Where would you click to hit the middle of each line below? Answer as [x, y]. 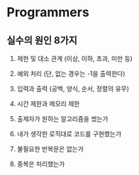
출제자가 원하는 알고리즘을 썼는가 [62, 119]
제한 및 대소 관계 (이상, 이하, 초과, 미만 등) [74, 58]
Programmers [48, 12]
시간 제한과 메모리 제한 [48, 104]
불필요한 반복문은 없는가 [50, 149]
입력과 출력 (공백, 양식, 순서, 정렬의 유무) [73, 89]
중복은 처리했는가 [41, 164]
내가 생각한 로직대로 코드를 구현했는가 [69, 134]
